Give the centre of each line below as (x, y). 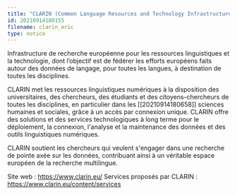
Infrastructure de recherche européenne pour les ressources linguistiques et (119, 54)
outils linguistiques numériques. (54, 134)
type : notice (26, 33)
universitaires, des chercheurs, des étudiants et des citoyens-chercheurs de (118, 97)
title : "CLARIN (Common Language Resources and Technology (96, 14)
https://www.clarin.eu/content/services (64, 184)
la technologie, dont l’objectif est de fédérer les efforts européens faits (110, 61)
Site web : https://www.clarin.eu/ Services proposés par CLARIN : (103, 177)
